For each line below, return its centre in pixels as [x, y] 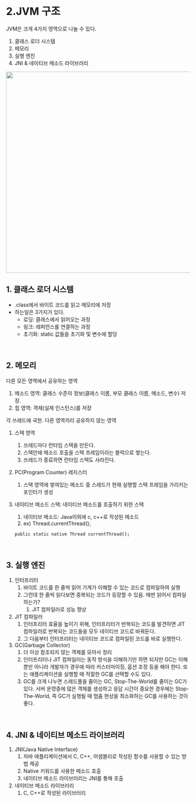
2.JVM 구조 [33, 11]
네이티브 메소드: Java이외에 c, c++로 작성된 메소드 [81, 517]
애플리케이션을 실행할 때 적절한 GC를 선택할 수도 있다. [91, 674]
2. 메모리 [21, 366]
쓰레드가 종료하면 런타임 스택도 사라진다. [69, 460]
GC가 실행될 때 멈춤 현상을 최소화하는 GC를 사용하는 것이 [123, 696]
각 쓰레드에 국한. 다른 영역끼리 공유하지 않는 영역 [61, 420]
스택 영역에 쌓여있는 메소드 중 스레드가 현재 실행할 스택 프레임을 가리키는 [106, 484]
